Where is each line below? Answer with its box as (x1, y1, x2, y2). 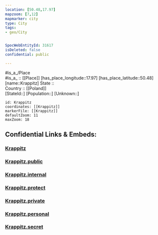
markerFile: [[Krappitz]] (5, 108, 58, 113)
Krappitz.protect (5, 184, 45, 191)
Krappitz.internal (5, 171, 46, 178)
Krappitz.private (5, 197, 45, 204)
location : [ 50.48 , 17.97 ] (5, 7, 56, 12)
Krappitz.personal (5, 211, 49, 217)
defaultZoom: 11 (5, 113, 38, 118)
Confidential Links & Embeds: (5, 130, 97, 139)
